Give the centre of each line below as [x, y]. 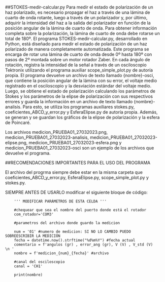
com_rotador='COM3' [34, 214]
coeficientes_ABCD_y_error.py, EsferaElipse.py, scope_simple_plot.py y [77, 178]
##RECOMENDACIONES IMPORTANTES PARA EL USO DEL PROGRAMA [78, 163]
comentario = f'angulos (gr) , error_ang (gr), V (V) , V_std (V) [83, 244]
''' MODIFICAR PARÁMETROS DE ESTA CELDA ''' [60, 201]
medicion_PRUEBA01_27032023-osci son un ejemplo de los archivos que [80, 148]
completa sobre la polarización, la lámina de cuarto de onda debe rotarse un [82, 33]
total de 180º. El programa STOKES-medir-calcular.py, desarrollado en [76, 39]
